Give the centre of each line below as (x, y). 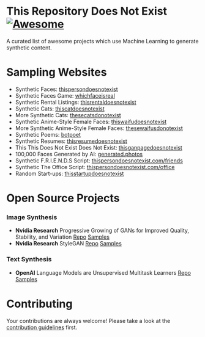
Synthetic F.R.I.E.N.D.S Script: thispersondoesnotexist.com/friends (99, 161)
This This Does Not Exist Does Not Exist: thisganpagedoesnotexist (99, 147)
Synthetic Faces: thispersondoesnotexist (66, 89)
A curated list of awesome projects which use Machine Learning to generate (102, 41)
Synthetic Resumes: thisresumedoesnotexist (71, 141)
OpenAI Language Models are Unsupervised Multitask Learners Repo (103, 272)
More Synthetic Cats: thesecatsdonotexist (68, 115)
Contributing (39, 304)
